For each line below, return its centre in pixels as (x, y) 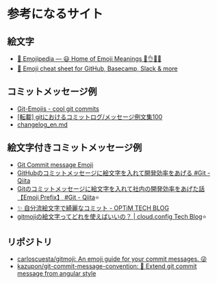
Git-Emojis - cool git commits (58, 108)
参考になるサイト (55, 14)
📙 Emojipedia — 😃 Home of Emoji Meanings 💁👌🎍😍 (89, 59)
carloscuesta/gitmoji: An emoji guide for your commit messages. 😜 (112, 259)
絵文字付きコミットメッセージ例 (75, 148)
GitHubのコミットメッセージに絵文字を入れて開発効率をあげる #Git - (114, 172)
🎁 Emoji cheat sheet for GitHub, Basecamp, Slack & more (97, 68)
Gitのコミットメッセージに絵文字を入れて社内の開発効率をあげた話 (111, 188)
